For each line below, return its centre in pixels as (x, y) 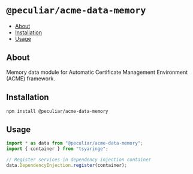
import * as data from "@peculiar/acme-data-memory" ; (75, 143)
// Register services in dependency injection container (79, 160)
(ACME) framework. (31, 78)
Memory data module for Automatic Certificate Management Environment (97, 72)
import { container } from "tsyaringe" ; (58, 149)
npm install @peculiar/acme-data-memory (58, 111)
